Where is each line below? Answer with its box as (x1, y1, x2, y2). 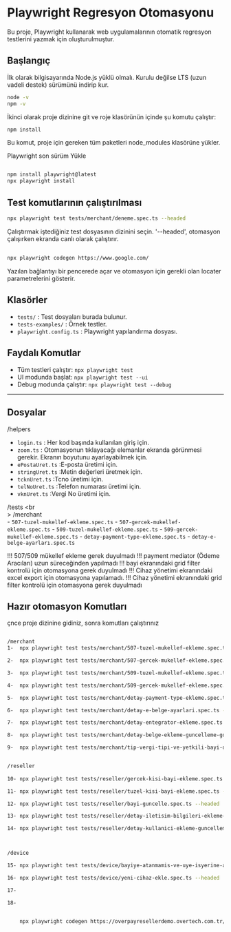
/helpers (7, 425, 31, 433)
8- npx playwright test (7, 732, 78, 738)
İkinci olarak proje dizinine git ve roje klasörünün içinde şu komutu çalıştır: (7, 112, 217, 121)
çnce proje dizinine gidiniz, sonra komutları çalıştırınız (7, 619, 159, 628)
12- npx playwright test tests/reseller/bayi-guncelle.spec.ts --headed (7, 800, 220, 807)
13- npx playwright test (7, 813, 78, 820)
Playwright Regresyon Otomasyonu (7, 5, 214, 21)
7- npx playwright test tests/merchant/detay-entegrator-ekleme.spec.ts (7, 719, 223, 726)
